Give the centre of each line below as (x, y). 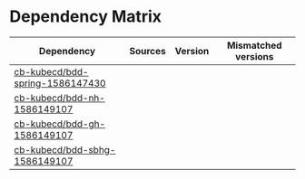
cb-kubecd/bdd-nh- (60, 98)
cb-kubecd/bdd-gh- (60, 124)
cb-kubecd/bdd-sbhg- (65, 149)
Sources (148, 51)
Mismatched (255, 45)
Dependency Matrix (85, 17)
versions (255, 56)
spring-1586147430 (60, 83)
